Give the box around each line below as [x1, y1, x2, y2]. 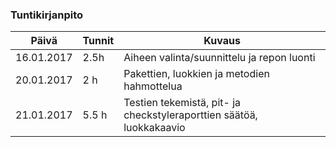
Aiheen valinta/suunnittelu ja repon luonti [123, 51, 316, 65]
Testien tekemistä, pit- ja [123, 96, 242, 110]
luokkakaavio [123, 121, 186, 135]
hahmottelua [123, 79, 183, 93]
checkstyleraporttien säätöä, [123, 108, 258, 122]
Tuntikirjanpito [10, 8, 84, 22]
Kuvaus [203, 34, 241, 48]
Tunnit [82, 34, 115, 48]
